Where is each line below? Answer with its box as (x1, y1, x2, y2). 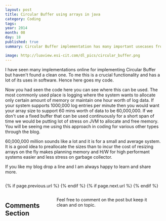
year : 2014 (5, 26, 28, 31)
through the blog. (5, 129, 41, 134)
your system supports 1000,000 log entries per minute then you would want (5, 102, 160, 108)
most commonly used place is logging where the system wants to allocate (5, 92, 156, 98)
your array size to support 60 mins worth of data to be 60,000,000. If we (5, 107, 153, 114)
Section (5, 209, 30, 218)
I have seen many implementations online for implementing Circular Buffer (5, 66, 156, 72)
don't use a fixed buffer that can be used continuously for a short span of (5, 113, 155, 119)
